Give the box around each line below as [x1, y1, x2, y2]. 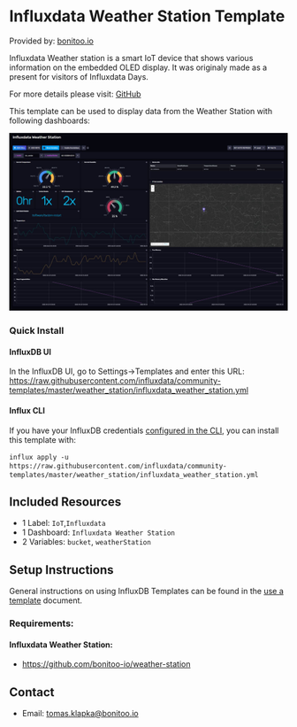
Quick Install [9, 325, 65, 337]
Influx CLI [9, 406, 46, 416]
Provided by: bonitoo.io [9, 35, 95, 46]
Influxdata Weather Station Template [9, 6, 286, 27]
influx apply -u [9, 452, 69, 461]
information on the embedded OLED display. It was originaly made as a [9, 62, 268, 73]
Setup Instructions [9, 562, 114, 577]
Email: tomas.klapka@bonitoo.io [21, 708, 139, 719]
